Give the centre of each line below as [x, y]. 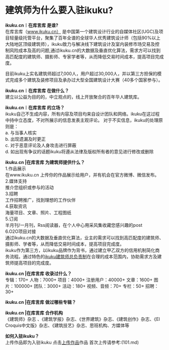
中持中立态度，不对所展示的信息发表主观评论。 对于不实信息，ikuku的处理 [82, 120]
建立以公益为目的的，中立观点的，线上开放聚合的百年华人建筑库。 [73, 97]
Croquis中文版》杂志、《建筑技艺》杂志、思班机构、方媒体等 [67, 325]
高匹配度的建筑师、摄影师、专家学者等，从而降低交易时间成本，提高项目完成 [84, 56]
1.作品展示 [16, 168]
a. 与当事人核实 [21, 133]
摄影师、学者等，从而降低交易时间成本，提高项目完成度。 [65, 244]
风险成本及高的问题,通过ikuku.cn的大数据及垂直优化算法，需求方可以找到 [85, 50]
